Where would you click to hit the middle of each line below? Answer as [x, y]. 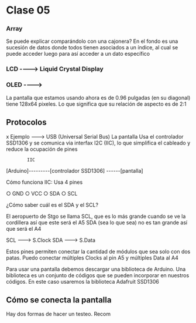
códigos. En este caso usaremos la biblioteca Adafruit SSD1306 [82, 281]
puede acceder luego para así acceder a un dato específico [78, 54]
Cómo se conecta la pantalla [59, 300]
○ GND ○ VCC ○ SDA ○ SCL [42, 193]
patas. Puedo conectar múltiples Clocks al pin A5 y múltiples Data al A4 [92, 258]
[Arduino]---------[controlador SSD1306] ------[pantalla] [75, 170]
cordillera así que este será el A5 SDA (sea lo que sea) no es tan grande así [97, 222]
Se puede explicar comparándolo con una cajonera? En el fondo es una [92, 41]
